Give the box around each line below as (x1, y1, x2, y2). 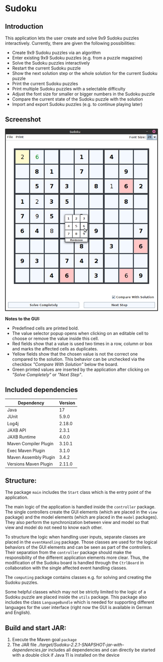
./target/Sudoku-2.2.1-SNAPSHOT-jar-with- (37, 642, 125, 648)
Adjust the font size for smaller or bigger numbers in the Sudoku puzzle (12, 91, 155, 97)
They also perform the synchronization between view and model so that (5, 520, 149, 525)
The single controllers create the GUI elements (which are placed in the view (5, 509, 158, 515)
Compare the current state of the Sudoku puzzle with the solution (12, 96, 143, 102)
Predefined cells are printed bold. (12, 325, 79, 331)
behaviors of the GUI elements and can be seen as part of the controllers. (5, 544, 152, 550)
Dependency (17, 400, 45, 406)
